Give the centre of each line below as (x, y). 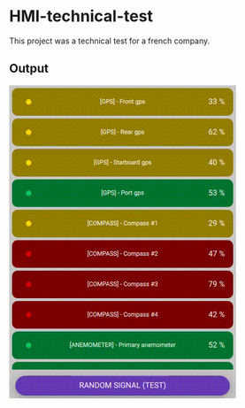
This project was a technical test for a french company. (110, 41)
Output (29, 69)
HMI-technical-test (81, 16)
